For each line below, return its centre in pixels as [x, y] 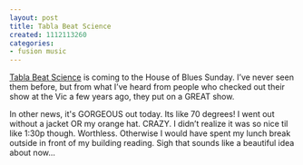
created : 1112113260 [49, 34]
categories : [32, 43]
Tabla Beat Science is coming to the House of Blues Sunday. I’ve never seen [152, 77]
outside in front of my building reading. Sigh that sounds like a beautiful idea [152, 143]
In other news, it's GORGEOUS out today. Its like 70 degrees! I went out [142, 114]
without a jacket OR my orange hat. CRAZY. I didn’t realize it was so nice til [149, 124]
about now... [33, 153]
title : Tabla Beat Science [60, 26]
